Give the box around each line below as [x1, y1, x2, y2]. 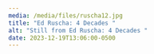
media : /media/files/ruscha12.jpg [8, 11, 124, 20]
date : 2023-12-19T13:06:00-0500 [8, 33, 116, 42]
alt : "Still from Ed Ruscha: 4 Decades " [8, 26, 148, 34]
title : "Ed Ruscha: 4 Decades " [8, 19, 116, 27]
